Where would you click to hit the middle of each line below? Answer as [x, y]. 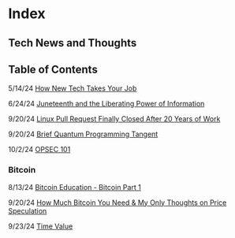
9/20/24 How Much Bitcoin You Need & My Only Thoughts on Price [117, 203]
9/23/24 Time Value [41, 226]
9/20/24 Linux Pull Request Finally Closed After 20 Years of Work [114, 119]
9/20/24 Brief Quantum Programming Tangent [83, 134]
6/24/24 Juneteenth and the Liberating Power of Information [106, 104]
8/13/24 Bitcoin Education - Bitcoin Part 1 [75, 187]
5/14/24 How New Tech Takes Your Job [73, 88]
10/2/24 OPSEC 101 [39, 150]
